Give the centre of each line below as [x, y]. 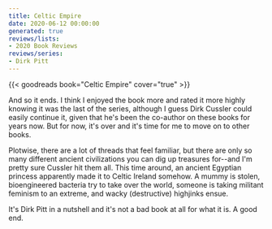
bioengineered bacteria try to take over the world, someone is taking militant [136, 184]
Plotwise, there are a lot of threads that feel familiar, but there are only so [130, 150]
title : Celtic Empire [45, 16]
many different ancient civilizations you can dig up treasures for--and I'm [131, 158]
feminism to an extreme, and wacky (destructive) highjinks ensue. [119, 193]
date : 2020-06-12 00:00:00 [54, 24]
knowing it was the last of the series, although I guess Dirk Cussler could [130, 108]
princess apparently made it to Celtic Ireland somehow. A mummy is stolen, [134, 176]
